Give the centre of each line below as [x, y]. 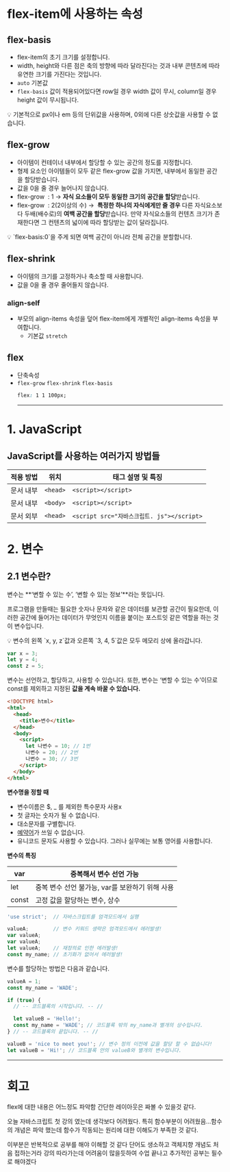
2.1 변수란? [29, 576]
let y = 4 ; [23, 660]
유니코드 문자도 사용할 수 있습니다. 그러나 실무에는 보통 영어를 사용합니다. [115, 840]
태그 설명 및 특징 [138, 477]
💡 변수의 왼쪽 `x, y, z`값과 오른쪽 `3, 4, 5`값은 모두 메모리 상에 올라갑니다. [105, 640]
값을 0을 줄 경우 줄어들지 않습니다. [63, 284]
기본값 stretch [47, 336]
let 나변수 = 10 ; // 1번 [58, 746]
